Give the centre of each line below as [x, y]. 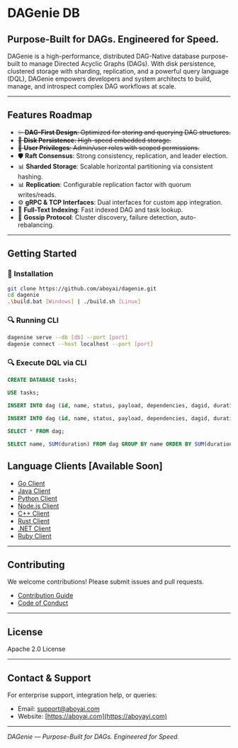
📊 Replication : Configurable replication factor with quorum [104, 184]
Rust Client [34, 521]
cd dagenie [23, 295]
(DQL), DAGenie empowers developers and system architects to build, [109, 79]
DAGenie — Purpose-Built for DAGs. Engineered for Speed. [93, 736]
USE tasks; [23, 393]
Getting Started [42, 254]
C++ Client [33, 513]
